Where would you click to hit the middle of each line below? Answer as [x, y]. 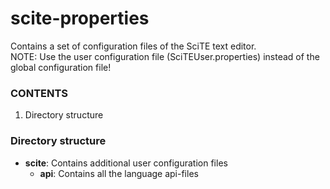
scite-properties [80, 18]
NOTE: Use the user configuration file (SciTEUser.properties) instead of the [165, 56]
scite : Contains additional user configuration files [126, 163]
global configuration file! [61, 67]
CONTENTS [39, 93]
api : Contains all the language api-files [119, 173]
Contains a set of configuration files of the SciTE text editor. [133, 46]
